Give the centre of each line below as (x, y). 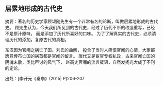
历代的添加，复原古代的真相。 (39, 39)
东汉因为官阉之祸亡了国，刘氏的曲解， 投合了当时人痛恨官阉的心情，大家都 (80, 50)
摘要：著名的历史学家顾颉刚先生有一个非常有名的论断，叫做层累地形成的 (77, 21)
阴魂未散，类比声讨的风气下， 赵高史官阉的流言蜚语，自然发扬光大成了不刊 (80, 62)
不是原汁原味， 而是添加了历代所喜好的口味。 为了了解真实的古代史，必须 (78, 34)
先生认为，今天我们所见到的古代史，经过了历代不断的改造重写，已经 (87, 27)
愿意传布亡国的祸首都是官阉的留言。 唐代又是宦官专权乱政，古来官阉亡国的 (80, 56)
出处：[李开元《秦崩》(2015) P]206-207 (45, 78)
